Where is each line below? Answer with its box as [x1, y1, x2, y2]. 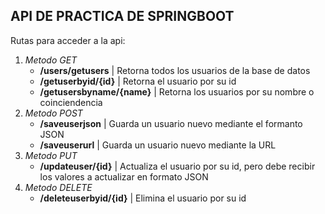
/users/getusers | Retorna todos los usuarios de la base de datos [39, 64, 311, 76]
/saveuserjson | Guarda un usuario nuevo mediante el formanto [39, 117, 303, 129]
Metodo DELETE [24, 181, 93, 193]
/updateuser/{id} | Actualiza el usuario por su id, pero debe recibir [39, 160, 316, 172]
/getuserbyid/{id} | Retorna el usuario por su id [39, 75, 237, 87]
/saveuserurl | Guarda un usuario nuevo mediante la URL [39, 139, 277, 151]
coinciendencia [39, 96, 103, 108]
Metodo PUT [24, 149, 78, 161]
